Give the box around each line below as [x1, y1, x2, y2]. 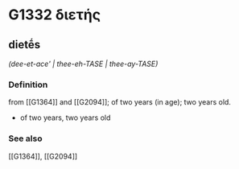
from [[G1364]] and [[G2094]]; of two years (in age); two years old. [8, 97, 232, 107]
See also [8, 133, 43, 144]
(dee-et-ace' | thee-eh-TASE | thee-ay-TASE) [8, 59, 159, 68]
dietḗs [8, 38, 41, 52]
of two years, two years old [19, 113, 111, 122]
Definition [8, 79, 48, 90]
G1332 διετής [8, 6, 101, 24]
